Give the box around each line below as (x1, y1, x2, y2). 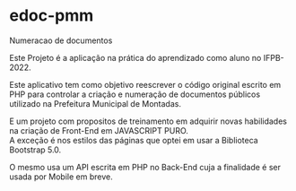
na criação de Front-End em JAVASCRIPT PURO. (9, 125, 188, 135)
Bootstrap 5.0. (9, 144, 62, 155)
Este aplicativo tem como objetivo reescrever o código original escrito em (9, 79, 282, 90)
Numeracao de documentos (9, 35, 113, 46)
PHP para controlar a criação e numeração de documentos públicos (9, 89, 261, 100)
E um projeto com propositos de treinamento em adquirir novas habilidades (9, 116, 287, 126)
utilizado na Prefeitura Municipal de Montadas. (9, 98, 182, 109)
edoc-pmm (9, 5, 94, 26)
